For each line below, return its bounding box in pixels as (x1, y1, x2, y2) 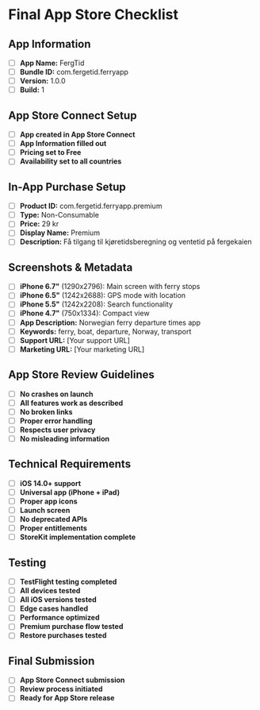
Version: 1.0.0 (19, 76, 66, 86)
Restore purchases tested (19, 631, 107, 640)
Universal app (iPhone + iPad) (19, 487, 120, 497)
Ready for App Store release (19, 693, 115, 703)
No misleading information (19, 434, 109, 443)
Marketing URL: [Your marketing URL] (19, 344, 145, 354)
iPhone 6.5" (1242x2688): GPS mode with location (19, 291, 186, 300)
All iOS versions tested (19, 595, 97, 604)
